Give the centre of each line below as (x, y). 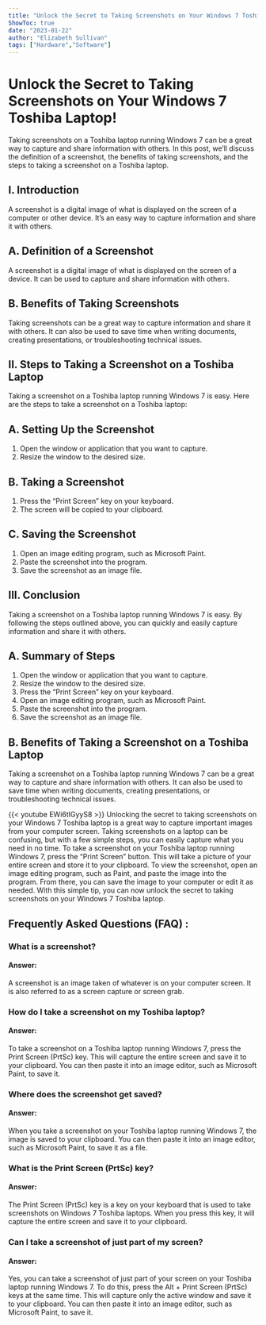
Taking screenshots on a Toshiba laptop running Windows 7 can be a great (130, 140)
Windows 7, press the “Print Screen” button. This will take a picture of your (130, 857)
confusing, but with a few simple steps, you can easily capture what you (126, 840)
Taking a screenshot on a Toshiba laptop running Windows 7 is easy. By (125, 614)
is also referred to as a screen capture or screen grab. (96, 991)
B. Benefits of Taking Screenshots (94, 303)
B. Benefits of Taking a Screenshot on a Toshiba (129, 742)
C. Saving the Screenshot (72, 534)
